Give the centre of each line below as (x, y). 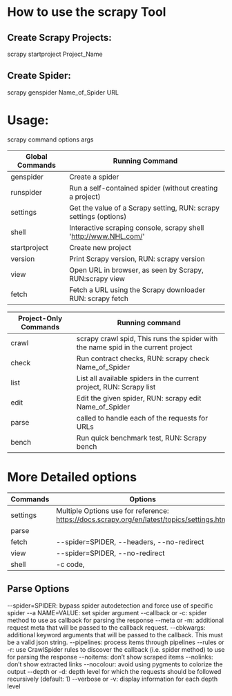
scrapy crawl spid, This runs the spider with (147, 338)
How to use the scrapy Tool (87, 12)
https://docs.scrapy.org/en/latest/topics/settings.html (143, 519)
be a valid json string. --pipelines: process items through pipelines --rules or (116, 642)
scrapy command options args (50, 139)
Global (36, 156)
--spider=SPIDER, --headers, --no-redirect (130, 541)
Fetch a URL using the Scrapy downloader (137, 289)
